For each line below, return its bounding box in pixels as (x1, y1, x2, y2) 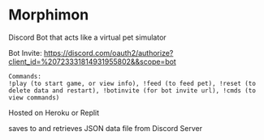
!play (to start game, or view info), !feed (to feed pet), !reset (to (8, 79, 256, 87)
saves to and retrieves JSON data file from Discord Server (8, 123, 203, 133)
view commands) (8, 93, 60, 102)
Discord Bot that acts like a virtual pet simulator (8, 32, 167, 42)
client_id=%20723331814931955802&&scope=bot (8, 57, 176, 66)
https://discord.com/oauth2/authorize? (43, 48, 174, 57)
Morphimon (8, 6, 89, 24)
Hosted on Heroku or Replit (8, 108, 100, 117)
